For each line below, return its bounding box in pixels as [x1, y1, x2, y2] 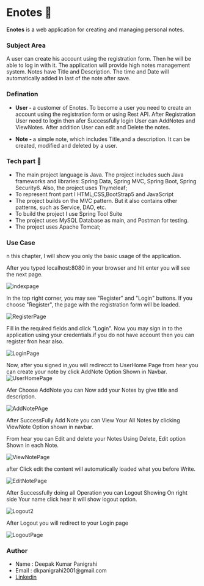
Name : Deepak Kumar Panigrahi [15, 560, 98, 568]
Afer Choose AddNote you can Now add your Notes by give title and [6, 386, 178, 394]
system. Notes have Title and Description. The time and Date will [6, 68, 169, 75]
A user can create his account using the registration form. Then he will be [6, 55, 191, 63]
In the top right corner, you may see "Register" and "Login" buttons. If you [6, 294, 193, 302]
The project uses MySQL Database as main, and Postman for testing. [15, 216, 189, 224]
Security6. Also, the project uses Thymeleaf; [15, 184, 128, 191]
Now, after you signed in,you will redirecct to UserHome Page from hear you [6, 362, 199, 369]
